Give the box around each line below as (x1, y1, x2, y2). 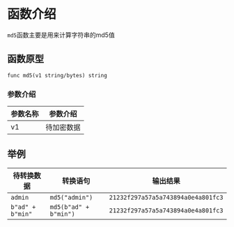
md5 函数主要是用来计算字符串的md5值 (7, 31, 115, 39)
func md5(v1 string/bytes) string (7, 72, 108, 79)
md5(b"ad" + (49, 203, 90, 211)
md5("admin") (49, 193, 93, 201)
